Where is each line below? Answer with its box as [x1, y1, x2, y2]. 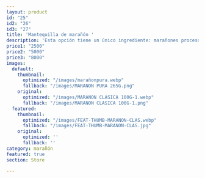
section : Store [6, 157, 45, 163]
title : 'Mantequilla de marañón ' [6, 32, 95, 38]
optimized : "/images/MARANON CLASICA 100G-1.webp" [22, 94, 154, 100]
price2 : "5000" [6, 49, 45, 55]
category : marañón [6, 145, 53, 152]
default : [12, 65, 34, 72]
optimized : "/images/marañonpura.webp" [22, 77, 124, 83]
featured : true [6, 151, 45, 157]
